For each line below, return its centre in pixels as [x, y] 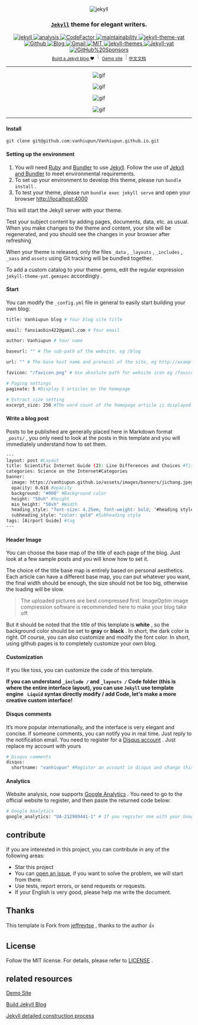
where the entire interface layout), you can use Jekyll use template [90, 688]
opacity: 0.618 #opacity [42, 488]
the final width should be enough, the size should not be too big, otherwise [97, 583]
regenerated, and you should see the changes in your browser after [88, 234]
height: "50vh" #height [40, 499]
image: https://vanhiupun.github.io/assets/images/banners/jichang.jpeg [103, 482]
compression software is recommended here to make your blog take [103, 607]
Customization [24, 657]
